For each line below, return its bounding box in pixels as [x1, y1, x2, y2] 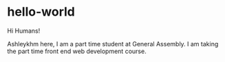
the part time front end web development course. [7, 47, 147, 55]
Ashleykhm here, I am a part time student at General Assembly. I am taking [7, 40, 219, 48]
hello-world [7, 4, 76, 20]
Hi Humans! [7, 27, 41, 35]
